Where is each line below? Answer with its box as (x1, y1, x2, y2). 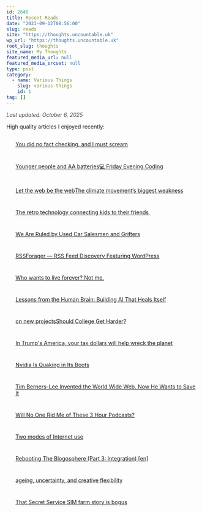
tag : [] (6, 94, 26, 100)
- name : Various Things (12, 77, 72, 83)
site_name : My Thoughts (6, 49, 67, 55)
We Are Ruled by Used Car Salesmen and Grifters (15, 230, 141, 237)
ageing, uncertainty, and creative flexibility (15, 477, 123, 484)
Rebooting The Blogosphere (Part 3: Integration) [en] (15, 454, 149, 462)
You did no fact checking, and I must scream (15, 140, 129, 147)
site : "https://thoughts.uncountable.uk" (6, 32, 114, 38)
